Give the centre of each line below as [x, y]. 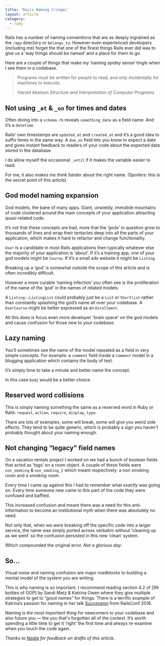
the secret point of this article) [36, 180]
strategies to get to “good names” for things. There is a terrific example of [80, 598]
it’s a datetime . [20, 125]
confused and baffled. [28, 496]
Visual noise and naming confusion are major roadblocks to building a [76, 573]
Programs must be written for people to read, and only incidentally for [88, 78]
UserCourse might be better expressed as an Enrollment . [62, 308]
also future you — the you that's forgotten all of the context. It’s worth [76, 618]
